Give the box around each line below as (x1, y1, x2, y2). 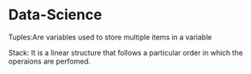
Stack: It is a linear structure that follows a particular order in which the (8, 47, 244, 57)
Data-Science (8, 6, 102, 24)
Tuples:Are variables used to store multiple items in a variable (8, 32, 212, 42)
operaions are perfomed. (8, 56, 91, 66)
